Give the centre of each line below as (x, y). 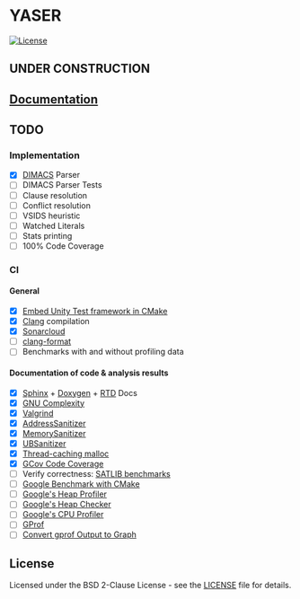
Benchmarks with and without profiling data (103, 352)
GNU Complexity (53, 403)
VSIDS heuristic (51, 216)
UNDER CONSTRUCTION (80, 69)
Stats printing (47, 235)
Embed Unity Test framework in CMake (95, 312)
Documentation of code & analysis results (89, 373)
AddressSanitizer (54, 423)
